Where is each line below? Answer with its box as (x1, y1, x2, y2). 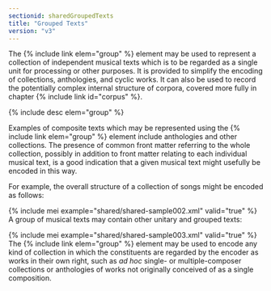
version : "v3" (8, 27, 57, 35)
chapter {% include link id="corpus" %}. (8, 92, 143, 102)
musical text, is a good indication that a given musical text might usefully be (8, 158, 261, 167)
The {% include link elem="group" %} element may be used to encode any (8, 239, 257, 249)
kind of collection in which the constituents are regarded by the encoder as (8, 247, 259, 257)
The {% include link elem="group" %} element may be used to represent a (8, 49, 256, 59)
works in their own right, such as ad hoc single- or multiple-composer (8, 256, 242, 266)
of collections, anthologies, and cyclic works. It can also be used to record (8, 74, 256, 85)
